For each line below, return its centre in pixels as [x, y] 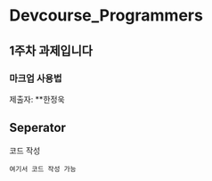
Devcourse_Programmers [106, 16]
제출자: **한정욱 [37, 99]
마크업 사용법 [36, 78]
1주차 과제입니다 [51, 50]
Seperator [38, 128]
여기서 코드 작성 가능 [43, 169]
